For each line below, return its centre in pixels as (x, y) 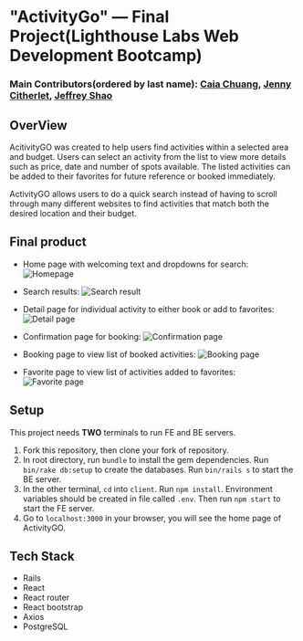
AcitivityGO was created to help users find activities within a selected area (149, 147)
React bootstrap (53, 607)
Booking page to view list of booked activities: (109, 354)
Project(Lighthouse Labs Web (125, 36)
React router (46, 598)
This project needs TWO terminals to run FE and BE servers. (123, 432)
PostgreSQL (45, 626)
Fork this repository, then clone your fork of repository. (126, 450)
